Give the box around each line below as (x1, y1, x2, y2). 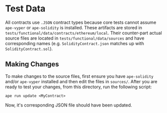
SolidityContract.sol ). (5, 46, 53, 52)
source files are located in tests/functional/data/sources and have (5, 35, 145, 41)
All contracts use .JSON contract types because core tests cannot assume (5, 19, 157, 25)
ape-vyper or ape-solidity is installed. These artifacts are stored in (5, 24, 143, 30)
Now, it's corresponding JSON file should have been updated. (5, 102, 132, 108)
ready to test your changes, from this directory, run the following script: (5, 84, 152, 90)
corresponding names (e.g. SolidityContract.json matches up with (5, 40, 145, 46)
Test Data (5, 3, 46, 14)
